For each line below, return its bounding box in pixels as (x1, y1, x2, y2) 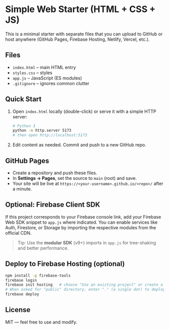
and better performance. (17, 245, 69, 251)
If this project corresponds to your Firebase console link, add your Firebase (5, 214, 161, 220)
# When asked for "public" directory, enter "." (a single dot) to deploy (5, 287, 165, 292)
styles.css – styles (12, 70, 53, 76)
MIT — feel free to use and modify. (5, 319, 77, 325)
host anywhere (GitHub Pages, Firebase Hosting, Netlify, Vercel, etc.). (5, 36, 150, 42)
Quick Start (5, 95, 42, 104)
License (5, 306, 31, 314)
